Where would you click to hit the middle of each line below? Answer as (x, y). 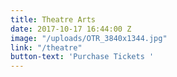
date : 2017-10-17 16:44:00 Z (71, 29)
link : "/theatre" (46, 47)
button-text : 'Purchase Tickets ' (82, 57)
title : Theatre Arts (53, 19)
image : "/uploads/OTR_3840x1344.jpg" (89, 38)
